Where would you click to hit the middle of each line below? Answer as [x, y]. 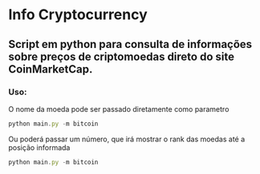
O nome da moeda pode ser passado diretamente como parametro [119, 109]
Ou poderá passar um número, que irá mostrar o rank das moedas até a [127, 139]
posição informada [39, 147]
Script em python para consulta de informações [130, 44]
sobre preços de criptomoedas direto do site [122, 56]
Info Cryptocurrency [78, 15]
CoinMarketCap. [51, 69]
